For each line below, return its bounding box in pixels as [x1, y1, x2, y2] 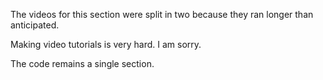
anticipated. [10, 19, 60, 31]
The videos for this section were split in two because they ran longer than [10, 9, 314, 20]
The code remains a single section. [10, 58, 155, 69]
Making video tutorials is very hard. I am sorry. [10, 39, 202, 50]
